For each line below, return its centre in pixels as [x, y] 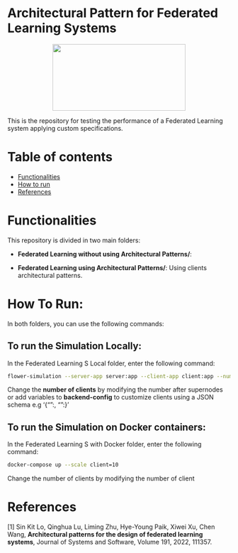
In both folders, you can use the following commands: [86, 323]
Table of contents [60, 157]
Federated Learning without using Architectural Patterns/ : [105, 254]
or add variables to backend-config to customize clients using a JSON [110, 397]
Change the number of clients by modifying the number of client [101, 478]
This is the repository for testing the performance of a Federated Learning [115, 120]
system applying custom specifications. [65, 128]
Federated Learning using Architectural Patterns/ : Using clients [112, 267]
